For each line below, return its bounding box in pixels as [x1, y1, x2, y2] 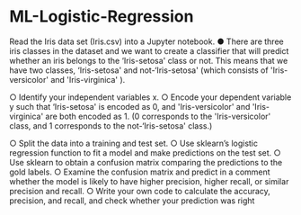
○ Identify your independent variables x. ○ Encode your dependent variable [9, 92, 292, 103]
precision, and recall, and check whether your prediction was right [9, 195, 255, 206]
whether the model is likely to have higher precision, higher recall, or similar [9, 175, 289, 186]
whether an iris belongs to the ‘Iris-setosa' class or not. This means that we [9, 55, 288, 66]
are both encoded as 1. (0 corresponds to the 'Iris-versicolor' [45, 111, 271, 121]
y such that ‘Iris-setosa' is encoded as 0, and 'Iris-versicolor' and [9, 101, 251, 112]
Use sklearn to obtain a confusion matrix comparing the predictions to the [9, 157, 283, 167]
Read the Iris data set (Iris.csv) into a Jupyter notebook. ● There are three [9, 36, 285, 47]
